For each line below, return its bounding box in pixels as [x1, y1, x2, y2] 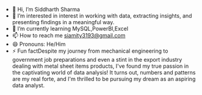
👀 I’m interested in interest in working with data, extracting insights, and [12, 12, 192, 19]
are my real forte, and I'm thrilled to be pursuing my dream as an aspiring [12, 76, 196, 82]
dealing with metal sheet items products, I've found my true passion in [12, 62, 189, 70]
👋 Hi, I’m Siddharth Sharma [12, 6, 81, 13]
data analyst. [12, 82, 45, 89]
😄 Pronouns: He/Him [12, 41, 66, 48]
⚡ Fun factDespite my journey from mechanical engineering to [12, 47, 168, 54]
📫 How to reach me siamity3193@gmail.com [12, 32, 126, 39]
